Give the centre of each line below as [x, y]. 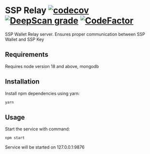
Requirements [27, 55]
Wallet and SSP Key [25, 39]
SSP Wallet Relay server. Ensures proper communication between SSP [75, 34]
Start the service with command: [37, 129]
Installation [22, 82]
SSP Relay [26, 10]
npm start [15, 138]
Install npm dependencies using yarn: [42, 93]
